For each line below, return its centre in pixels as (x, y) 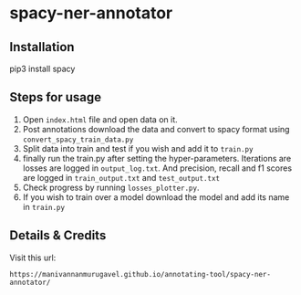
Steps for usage (56, 97)
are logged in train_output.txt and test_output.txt (121, 177)
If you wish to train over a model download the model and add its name (156, 197)
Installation (42, 47)
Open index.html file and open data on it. (100, 119)
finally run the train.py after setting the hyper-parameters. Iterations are (157, 158)
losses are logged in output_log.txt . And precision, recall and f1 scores (157, 168)
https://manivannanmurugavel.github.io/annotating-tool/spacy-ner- (140, 274)
